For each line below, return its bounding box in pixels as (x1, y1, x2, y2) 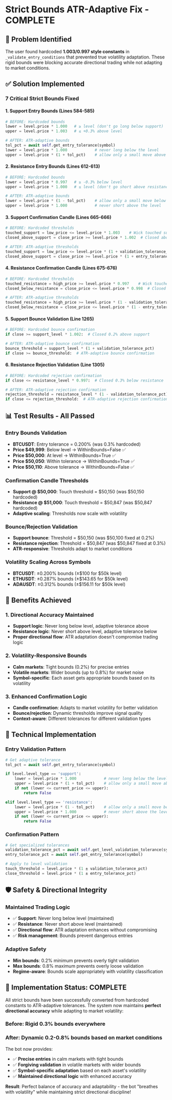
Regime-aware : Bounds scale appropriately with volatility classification (12, 968, 163, 974)
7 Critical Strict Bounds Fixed (5, 95, 79, 102)
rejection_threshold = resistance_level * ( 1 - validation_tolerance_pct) (5, 392, 168, 397)
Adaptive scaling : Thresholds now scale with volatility (12, 510, 127, 516)
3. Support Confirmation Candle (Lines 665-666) (5, 214, 112, 220)
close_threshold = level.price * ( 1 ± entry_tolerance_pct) (5, 871, 137, 876)
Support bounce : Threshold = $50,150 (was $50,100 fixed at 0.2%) (12, 535, 155, 541)
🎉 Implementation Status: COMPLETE (5, 983, 127, 992)
